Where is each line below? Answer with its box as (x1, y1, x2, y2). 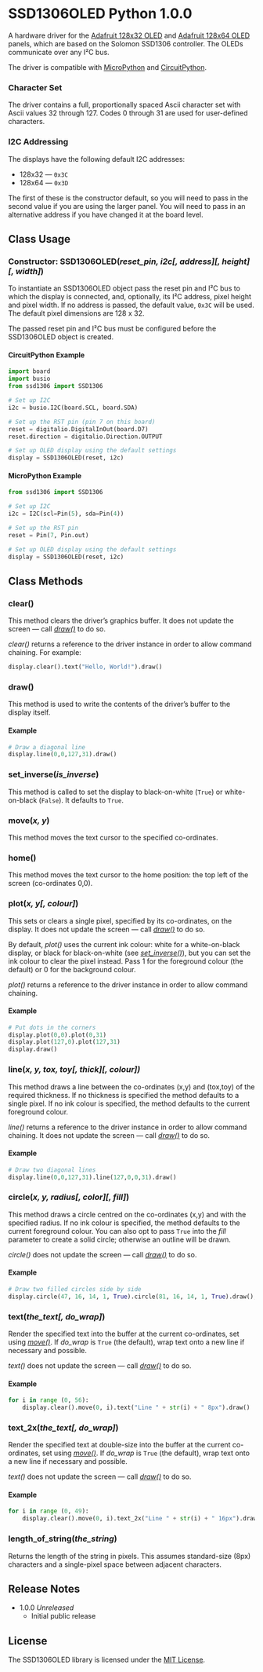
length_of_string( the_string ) (8, 1533, 117, 1544)
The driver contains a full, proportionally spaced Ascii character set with (8, 100, 241, 110)
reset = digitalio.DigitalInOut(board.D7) (8, 425, 149, 433)
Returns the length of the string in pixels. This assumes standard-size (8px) (8, 1551, 251, 1560)
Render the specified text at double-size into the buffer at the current (8, 1440, 231, 1450)
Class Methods (8, 574, 84, 587)
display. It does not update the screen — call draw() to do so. (8, 924, 206, 934)
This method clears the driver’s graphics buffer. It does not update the (8, 616, 234, 625)
